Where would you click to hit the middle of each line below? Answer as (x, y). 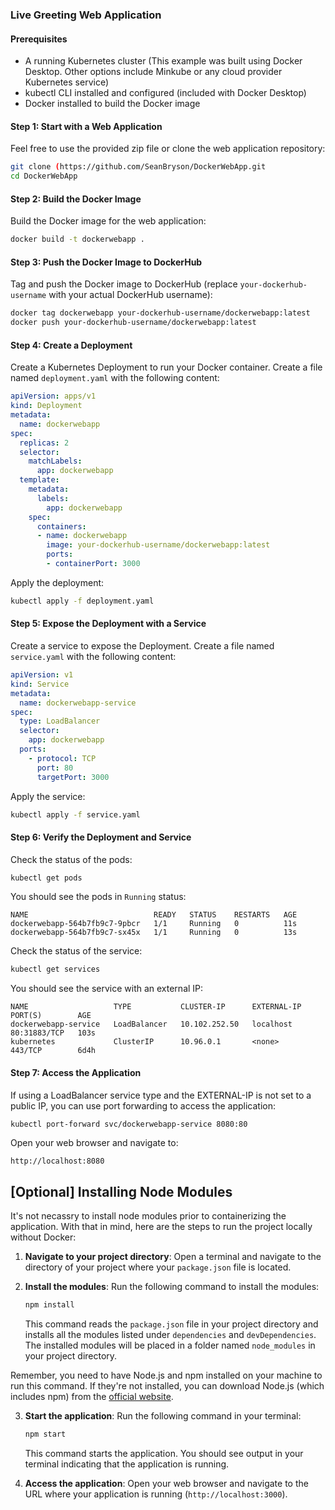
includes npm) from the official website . (92, 1397)
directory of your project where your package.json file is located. (158, 1267)
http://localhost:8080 (57, 1161)
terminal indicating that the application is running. (127, 1464)
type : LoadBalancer (60, 721)
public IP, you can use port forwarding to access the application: (143, 1105)
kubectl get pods (46, 878)
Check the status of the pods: (71, 859)
